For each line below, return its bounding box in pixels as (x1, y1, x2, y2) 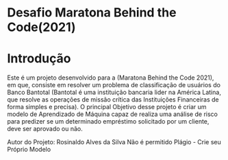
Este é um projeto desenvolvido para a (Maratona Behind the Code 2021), (7, 73, 214, 82)
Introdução (7, 51, 71, 67)
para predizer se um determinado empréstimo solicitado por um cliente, (7, 117, 210, 126)
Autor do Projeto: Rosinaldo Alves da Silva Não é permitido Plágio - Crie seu (7, 138, 221, 146)
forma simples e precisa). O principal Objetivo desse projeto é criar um (7, 103, 207, 111)
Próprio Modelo (7, 146, 51, 154)
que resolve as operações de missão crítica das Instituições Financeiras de (7, 95, 219, 104)
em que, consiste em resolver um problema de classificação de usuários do (7, 81, 221, 89)
